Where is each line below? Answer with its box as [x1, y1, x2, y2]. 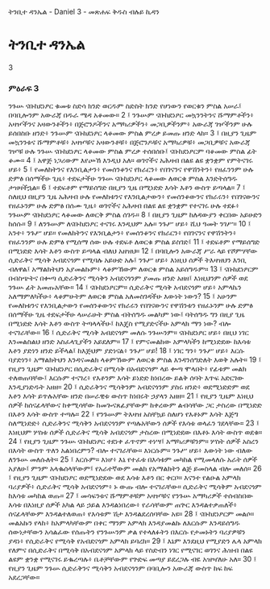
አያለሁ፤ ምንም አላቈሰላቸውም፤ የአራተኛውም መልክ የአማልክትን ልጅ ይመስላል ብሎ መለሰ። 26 [8, 463, 262, 474]
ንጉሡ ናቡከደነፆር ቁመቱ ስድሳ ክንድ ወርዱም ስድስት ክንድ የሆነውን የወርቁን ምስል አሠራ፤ [8, 101, 242, 111]
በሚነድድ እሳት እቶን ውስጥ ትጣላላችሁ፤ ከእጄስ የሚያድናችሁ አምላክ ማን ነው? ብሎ [8, 318, 231, 329]
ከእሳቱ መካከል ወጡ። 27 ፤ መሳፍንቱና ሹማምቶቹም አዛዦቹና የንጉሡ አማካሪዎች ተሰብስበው [8, 491, 254, 500]
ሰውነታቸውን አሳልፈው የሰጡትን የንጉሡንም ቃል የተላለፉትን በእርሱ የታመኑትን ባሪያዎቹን [8, 527, 246, 537]
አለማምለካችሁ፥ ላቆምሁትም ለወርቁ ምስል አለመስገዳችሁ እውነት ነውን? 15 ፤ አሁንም [8, 292, 238, 301]
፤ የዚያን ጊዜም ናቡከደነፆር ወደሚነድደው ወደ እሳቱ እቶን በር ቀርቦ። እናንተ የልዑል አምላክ [8, 473, 241, 483]
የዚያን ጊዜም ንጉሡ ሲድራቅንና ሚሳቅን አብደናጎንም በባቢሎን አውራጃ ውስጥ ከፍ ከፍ [8, 563, 234, 573]
